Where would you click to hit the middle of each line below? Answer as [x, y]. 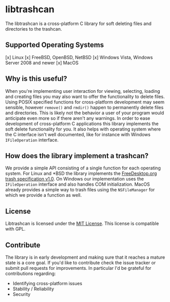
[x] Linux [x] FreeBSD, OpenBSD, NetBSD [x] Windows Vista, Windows [79, 57]
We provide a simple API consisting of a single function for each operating [83, 168]
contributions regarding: [31, 273]
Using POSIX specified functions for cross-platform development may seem [85, 102]
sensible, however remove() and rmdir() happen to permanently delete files [84, 107]
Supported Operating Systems [55, 45]
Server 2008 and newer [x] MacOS [42, 63]
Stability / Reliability [33, 289]
